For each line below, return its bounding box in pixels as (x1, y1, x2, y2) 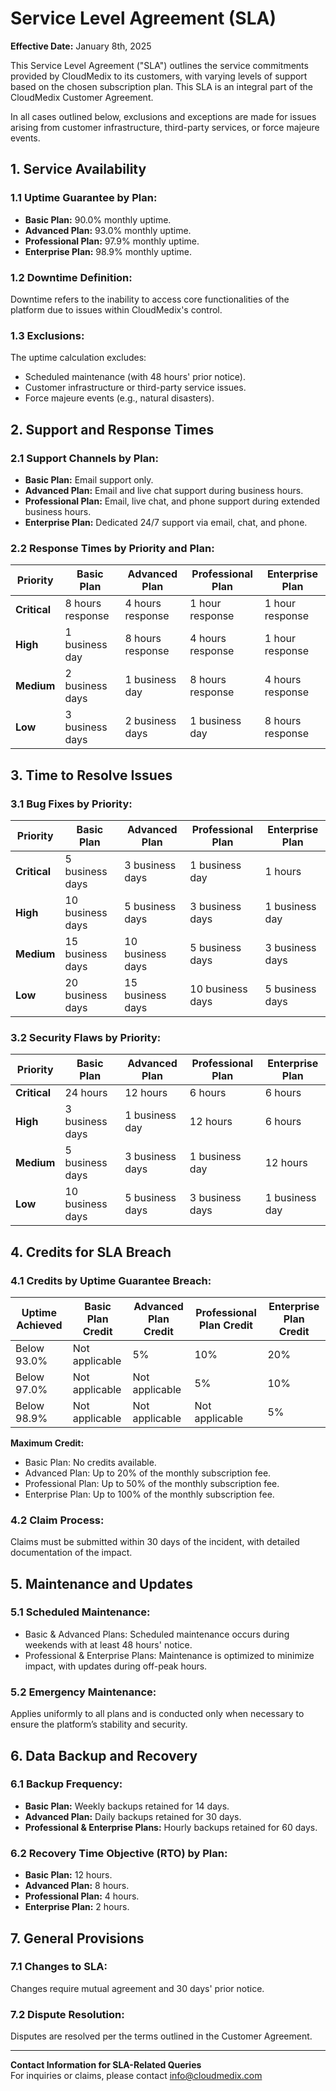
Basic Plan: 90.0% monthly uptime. (24, 213, 172, 226)
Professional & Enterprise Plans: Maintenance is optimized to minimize (24, 1649, 315, 1661)
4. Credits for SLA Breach (10, 1243, 172, 1261)
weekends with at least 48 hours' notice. (24, 1638, 193, 1651)
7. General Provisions (10, 1930, 145, 1947)
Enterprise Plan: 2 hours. (24, 1901, 130, 1913)
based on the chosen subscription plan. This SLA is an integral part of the (10, 80, 314, 92)
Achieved (16, 1318, 63, 1332)
